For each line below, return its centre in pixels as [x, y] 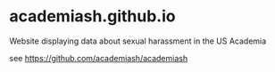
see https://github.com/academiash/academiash [99, 58]
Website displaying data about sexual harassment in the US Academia [138, 41]
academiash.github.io [92, 16]
